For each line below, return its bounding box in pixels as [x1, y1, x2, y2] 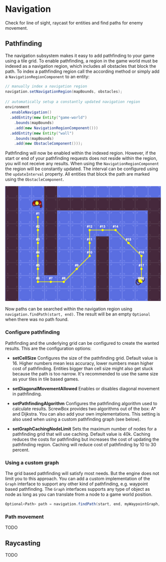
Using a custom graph [5, 459, 59, 466]
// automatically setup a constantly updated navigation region [5, 99, 140, 104]
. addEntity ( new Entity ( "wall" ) [9, 131, 74, 136]
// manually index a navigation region [5, 84, 87, 89]
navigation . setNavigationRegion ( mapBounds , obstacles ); [5, 89, 123, 94]
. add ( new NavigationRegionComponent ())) [14, 125, 98, 131]
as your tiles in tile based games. [12, 376, 80, 382]
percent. [12, 447, 30, 453]
